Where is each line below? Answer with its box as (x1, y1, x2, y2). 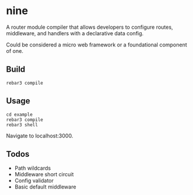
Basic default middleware (14, 183, 76, 190)
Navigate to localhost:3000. (6, 132, 74, 139)
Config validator (14, 177, 54, 184)
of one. (6, 47, 24, 54)
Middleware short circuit (14, 171, 74, 178)
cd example (6, 112, 33, 117)
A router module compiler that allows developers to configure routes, (6, 23, 174, 31)
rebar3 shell (6, 122, 38, 127)
